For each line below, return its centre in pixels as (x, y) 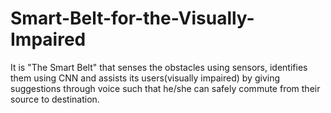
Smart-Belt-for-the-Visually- (132, 18)
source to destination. (55, 99)
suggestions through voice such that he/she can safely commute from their (165, 88)
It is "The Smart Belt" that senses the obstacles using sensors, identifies (159, 67)
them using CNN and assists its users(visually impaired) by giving (145, 78)
